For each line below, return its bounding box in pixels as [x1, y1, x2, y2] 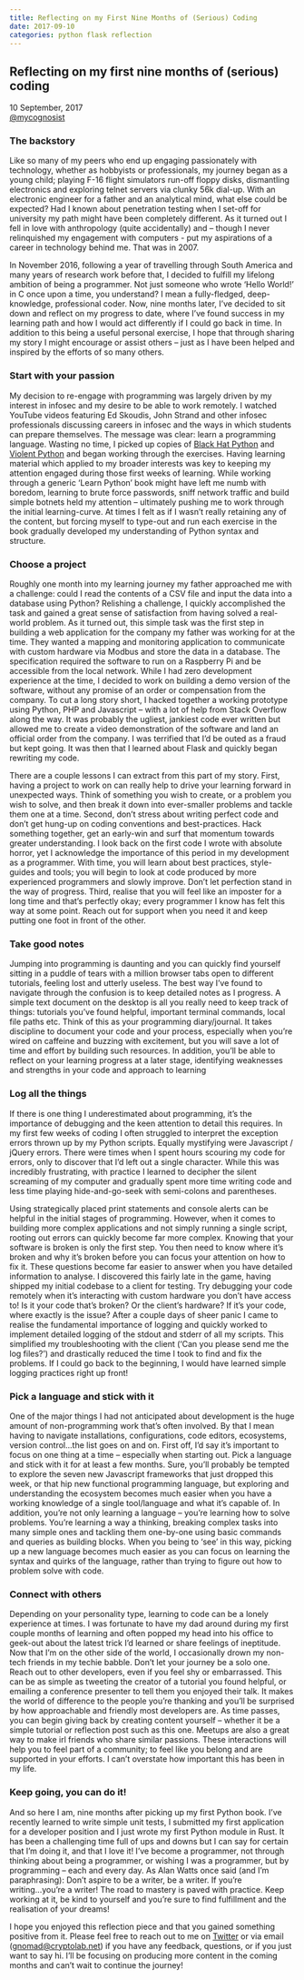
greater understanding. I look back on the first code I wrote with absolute [9, 838, 283, 849]
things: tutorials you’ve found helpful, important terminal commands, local [9, 1007, 286, 1018]
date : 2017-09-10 [9, 22, 75, 31]
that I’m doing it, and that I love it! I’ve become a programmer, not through [9, 1845, 285, 1856]
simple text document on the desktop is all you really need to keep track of [9, 997, 289, 1008]
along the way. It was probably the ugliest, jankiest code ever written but [9, 714, 281, 725]
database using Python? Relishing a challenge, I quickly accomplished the [9, 598, 286, 609]
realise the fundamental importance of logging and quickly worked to [9, 1319, 268, 1330]
